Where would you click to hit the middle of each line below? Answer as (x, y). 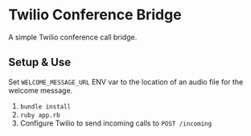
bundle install (45, 106)
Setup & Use (39, 62)
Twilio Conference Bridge (95, 15)
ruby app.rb (40, 115)
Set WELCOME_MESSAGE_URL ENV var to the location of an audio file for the (126, 81)
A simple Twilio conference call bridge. (73, 37)
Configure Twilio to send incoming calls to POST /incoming (116, 123)
